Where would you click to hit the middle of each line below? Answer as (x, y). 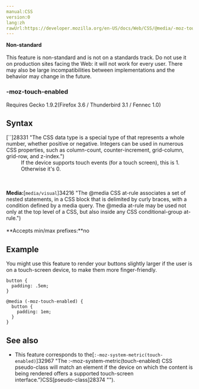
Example (23, 249)
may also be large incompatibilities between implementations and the (91, 70)
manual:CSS (20, 12)
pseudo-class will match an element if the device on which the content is (104, 367)
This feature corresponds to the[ (54, 354)
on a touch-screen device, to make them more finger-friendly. (81, 270)
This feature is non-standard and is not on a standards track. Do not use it (96, 57)
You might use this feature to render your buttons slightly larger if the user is (99, 263)
